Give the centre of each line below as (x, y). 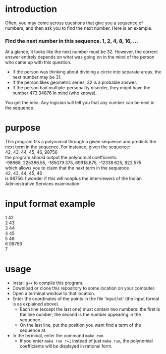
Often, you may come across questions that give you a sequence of (74, 23)
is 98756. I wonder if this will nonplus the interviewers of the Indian (74, 178)
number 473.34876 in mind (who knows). (55, 93)
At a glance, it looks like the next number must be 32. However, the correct (82, 52)
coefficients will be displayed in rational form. (66, 346)
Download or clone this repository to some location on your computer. (84, 288)
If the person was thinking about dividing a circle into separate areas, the (87, 72)
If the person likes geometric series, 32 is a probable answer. (75, 82)
